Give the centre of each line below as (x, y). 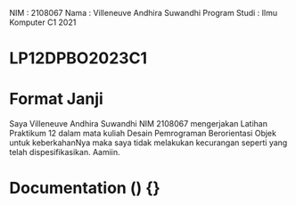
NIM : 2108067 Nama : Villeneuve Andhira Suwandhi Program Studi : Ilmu (144, 13)
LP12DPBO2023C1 (78, 58)
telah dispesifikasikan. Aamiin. (65, 152)
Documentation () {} (85, 189)
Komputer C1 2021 (43, 22)
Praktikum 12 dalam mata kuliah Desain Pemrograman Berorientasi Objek (143, 134)
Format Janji (57, 99)
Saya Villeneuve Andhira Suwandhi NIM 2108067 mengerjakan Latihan (138, 124)
